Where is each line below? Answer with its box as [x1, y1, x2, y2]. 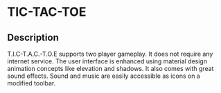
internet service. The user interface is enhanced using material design [7, 57, 208, 65]
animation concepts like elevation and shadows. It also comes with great [7, 65, 214, 72]
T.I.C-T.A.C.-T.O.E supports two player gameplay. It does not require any [7, 50, 213, 58]
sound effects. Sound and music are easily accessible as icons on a [7, 72, 201, 80]
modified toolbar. [7, 79, 56, 87]
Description [7, 32, 59, 43]
